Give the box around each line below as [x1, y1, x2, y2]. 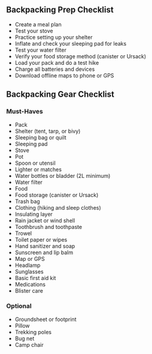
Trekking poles [14, 328, 52, 335]
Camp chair [14, 341, 44, 348]
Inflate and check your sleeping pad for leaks [14, 40, 127, 47]
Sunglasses [14, 267, 44, 275]
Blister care [14, 287, 44, 294]
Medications [14, 281, 46, 288]
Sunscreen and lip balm [14, 249, 74, 256]
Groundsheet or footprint [14, 316, 77, 323]
